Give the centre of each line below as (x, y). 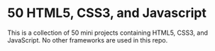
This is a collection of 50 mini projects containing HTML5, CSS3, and (107, 33)
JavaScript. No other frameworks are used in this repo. (88, 40)
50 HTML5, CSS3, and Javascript (107, 13)
